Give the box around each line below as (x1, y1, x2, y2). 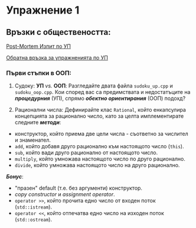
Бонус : (6, 173, 24, 180)
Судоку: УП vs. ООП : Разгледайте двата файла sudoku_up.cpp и (14, 82, 173, 89)
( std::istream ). (14, 203, 52, 210)
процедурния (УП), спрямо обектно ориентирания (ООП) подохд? (14, 95, 186, 102)
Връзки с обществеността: (6, 27, 111, 37)
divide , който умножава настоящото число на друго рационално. (14, 162, 180, 169)
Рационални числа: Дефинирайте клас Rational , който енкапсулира (14, 106, 186, 113)
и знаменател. (14, 136, 51, 144)
